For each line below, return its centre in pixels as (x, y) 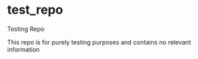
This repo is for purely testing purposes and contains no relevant (99, 42)
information (23, 49)
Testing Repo (26, 29)
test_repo (35, 10)
